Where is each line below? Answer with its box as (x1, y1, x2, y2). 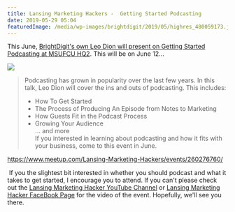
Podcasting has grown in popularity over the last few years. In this (24, 76, 215, 84)
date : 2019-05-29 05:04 (7, 17, 77, 24)
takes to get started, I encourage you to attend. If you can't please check (7, 176, 218, 185)
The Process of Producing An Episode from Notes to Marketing (34, 105, 217, 113)
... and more (34, 127, 70, 135)
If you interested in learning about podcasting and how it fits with (34, 134, 222, 143)
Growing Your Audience (34, 119, 104, 128)
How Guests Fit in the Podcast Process (34, 112, 148, 121)
